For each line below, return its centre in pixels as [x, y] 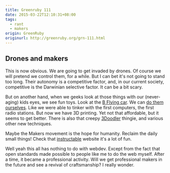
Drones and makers [37, 59]
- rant [17, 24]
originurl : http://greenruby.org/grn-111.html [55, 38]
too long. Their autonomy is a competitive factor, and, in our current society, [85, 81]
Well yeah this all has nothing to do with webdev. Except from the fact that [83, 148]
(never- [153, 97]
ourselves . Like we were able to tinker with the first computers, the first [80, 107]
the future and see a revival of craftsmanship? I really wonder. [70, 164]
